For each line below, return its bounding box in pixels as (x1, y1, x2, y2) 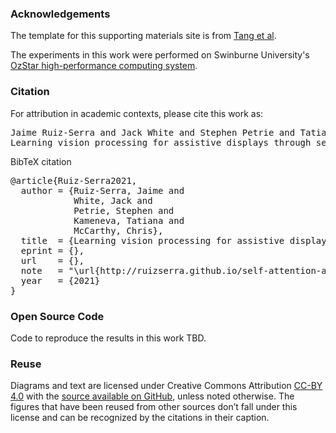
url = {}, (20, 255, 85, 266)
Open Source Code (10, 309, 105, 323)
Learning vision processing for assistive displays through (10, 137, 312, 148)
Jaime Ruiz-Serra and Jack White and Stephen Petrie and (10, 127, 296, 138)
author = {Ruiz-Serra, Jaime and (20, 185, 185, 196)
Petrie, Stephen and (73, 205, 175, 216)
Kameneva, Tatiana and (73, 215, 185, 226)
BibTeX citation (10, 155, 72, 167)
